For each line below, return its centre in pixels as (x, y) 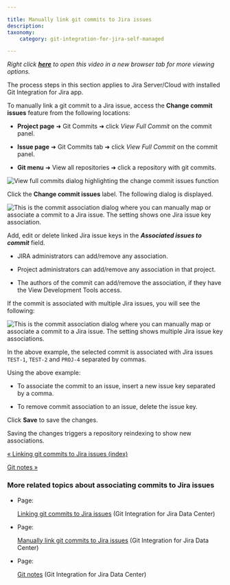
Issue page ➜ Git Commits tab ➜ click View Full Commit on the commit (117, 147)
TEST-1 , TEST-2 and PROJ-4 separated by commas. (77, 359)
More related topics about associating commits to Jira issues (111, 485)
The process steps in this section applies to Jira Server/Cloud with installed (114, 85)
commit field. (26, 243)
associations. (26, 440)
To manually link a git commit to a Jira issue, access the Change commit (110, 106)
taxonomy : (21, 32)
